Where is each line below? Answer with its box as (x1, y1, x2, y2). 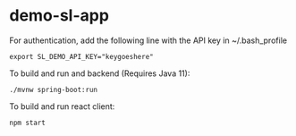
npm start (9, 118, 47, 127)
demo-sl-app (9, 5, 110, 26)
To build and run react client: (9, 100, 115, 112)
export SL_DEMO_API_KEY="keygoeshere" (9, 52, 154, 61)
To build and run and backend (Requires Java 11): (9, 68, 190, 79)
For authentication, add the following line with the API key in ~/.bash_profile (9, 35, 288, 46)
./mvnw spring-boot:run (9, 85, 98, 94)
